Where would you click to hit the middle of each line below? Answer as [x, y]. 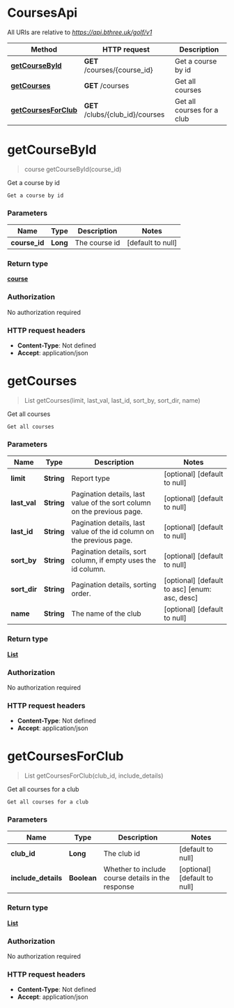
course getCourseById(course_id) [73, 169]
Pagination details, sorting [114, 585]
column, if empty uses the [114, 561]
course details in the [137, 878]
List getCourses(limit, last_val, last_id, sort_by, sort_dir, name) [112, 400]
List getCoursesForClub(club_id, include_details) [94, 776]
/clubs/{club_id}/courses [124, 114]
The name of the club [106, 614]
